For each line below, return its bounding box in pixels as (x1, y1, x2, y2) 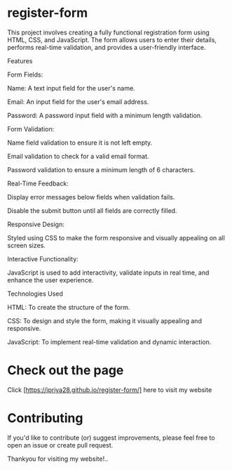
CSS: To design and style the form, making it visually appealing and (7, 316, 202, 325)
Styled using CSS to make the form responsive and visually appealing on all (7, 233, 226, 242)
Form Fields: (7, 70, 43, 79)
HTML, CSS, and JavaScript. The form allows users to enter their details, (7, 35, 217, 44)
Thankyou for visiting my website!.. (7, 455, 109, 463)
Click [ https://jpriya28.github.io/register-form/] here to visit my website (7, 385, 212, 394)
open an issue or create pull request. (7, 440, 114, 449)
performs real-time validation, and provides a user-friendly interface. (7, 43, 206, 51)
